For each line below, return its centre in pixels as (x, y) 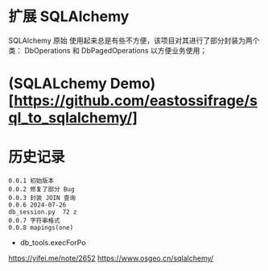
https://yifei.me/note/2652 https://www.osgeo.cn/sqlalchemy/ (111, 258)
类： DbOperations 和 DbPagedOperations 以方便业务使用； (108, 50)
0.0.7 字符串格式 (34, 221)
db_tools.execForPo (53, 243)
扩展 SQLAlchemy (69, 17)
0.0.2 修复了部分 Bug (41, 190)
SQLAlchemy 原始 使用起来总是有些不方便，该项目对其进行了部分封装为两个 (134, 40)
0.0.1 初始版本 (31, 181)
